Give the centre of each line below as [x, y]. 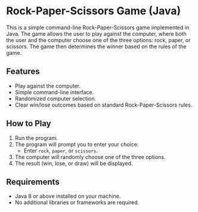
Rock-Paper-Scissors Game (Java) [94, 11]
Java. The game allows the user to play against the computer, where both [96, 33]
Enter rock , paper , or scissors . [61, 151]
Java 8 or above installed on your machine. [68, 196]
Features [23, 72]
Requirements [33, 182]
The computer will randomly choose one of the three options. [90, 157]
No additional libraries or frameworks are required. [77, 202]
